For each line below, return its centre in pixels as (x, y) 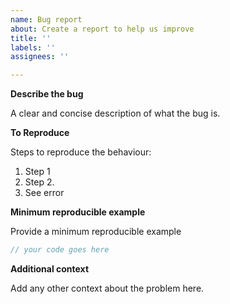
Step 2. (39, 182)
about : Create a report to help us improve (102, 29)
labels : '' (33, 47)
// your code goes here (60, 250)
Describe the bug (47, 94)
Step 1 (37, 172)
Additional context (50, 269)
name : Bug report (46, 19)
